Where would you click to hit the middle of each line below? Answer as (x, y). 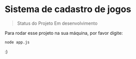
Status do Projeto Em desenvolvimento (57, 23)
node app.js (17, 42)
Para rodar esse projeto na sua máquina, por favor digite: (64, 33)
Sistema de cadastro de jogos (68, 9)
